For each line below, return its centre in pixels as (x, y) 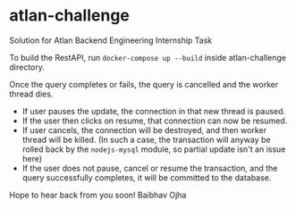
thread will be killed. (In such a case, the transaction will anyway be (146, 139)
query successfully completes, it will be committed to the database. (147, 177)
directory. (27, 67)
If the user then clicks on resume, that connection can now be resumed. (155, 121)
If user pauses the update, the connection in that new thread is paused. (154, 111)
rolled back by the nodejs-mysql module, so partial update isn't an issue (154, 149)
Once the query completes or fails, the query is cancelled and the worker (144, 84)
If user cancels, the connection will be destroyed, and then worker (144, 130)
